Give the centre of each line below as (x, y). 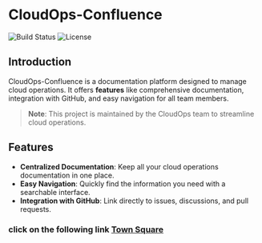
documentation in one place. (67, 175)
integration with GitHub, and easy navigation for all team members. (119, 98)
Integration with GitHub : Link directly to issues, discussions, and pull (134, 201)
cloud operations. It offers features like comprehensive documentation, (126, 90)
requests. (36, 209)
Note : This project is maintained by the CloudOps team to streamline (141, 114)
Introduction (40, 62)
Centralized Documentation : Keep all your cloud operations (119, 166)
